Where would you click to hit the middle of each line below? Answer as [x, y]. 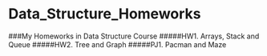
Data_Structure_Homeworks [105, 14]
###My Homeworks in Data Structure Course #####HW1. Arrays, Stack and [134, 36]
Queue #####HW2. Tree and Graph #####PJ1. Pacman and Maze [117, 44]
